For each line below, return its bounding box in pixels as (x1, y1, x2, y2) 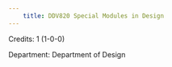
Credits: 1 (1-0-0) (8, 34, 65, 44)
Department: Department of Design (8, 49, 126, 59)
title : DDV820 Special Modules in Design (23, 11, 164, 20)
